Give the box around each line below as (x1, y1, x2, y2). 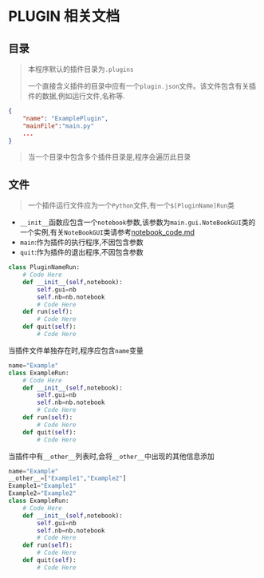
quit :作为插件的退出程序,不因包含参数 (19, 247, 144, 257)
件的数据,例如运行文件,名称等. (27, 91, 125, 101)
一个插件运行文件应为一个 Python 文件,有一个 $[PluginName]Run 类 (27, 200, 235, 210)
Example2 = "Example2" (8, 489, 77, 497)
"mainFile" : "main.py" (22, 121, 94, 130)
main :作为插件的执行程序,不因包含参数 (19, 237, 144, 247)
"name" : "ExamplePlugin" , (22, 114, 109, 122)
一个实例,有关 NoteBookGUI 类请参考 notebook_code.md (19, 228, 195, 237)
